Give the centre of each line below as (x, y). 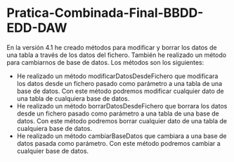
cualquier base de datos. (53, 151)
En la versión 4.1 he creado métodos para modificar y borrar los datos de (112, 47)
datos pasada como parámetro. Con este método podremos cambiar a (118, 143)
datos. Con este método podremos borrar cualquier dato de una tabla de (122, 120)
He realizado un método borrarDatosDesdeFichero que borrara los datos (122, 106)
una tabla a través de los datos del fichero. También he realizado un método (116, 55)
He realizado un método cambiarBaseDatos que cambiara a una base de (122, 136)
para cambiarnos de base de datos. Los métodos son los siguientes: (105, 62)
